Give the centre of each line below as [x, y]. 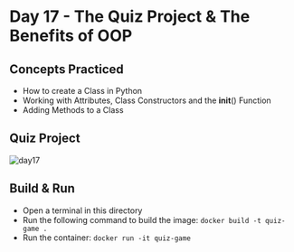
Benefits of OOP [71, 36]
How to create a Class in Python [82, 91]
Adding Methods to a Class [73, 110]
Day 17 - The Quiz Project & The [130, 17]
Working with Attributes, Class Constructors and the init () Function [147, 100]
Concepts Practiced [66, 69]
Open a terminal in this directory [82, 210]
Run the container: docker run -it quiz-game [107, 238]
